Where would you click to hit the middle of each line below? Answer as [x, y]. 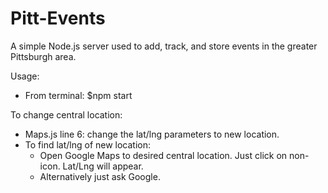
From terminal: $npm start [78, 95]
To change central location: [66, 114]
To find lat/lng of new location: [88, 144]
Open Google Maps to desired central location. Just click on [163, 155]
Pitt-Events [58, 18]
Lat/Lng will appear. [103, 166]
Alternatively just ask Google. [100, 176]
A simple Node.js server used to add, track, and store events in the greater [164, 46]
